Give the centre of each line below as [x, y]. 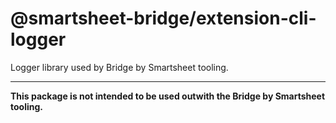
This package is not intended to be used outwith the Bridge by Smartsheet [168, 96]
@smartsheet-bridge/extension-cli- [163, 18]
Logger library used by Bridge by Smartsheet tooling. [119, 67]
